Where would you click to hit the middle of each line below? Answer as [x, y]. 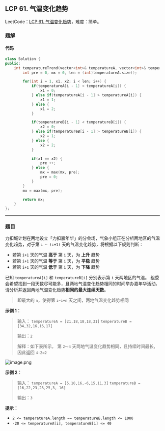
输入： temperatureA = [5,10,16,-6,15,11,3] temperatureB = [79, 383]
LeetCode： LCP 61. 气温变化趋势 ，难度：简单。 [53, 22]
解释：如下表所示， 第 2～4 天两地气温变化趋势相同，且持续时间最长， [87, 346]
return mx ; [34, 200]
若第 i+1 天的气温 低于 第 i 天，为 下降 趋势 [56, 267]
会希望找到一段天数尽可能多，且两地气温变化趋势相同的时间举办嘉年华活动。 [82, 284]
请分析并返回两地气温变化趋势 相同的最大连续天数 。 [57, 290]
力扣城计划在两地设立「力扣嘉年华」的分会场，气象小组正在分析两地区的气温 [82, 238]
